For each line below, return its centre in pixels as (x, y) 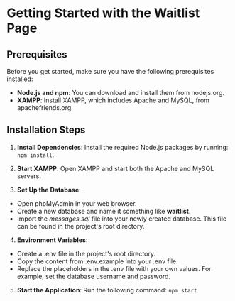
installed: (20, 79)
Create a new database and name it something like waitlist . (104, 211)
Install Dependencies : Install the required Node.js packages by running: (122, 147)
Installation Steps (46, 130)
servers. (29, 176)
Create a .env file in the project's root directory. (86, 253)
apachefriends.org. (45, 108)
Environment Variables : (52, 240)
